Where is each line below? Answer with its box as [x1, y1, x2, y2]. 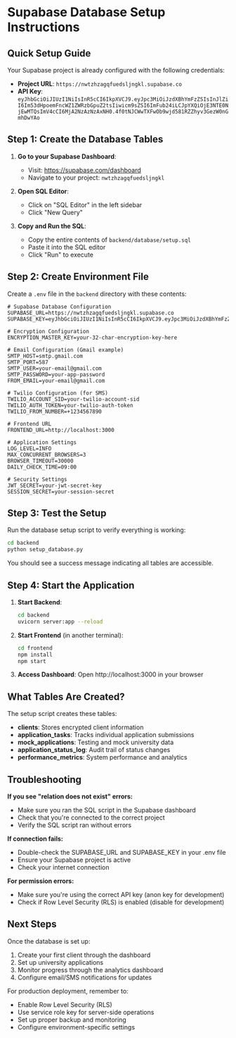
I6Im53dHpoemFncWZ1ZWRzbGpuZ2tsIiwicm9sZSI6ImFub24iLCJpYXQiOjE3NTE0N [17, 102, 229, 109]
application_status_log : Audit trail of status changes [17, 746, 171, 754]
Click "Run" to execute [27, 250, 93, 259]
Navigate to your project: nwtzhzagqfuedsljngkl [27, 173, 165, 182]
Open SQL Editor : [17, 187, 69, 195]
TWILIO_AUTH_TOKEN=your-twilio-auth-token [7, 402, 133, 409]
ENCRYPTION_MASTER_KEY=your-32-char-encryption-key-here [7, 334, 178, 341]
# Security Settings [7, 476, 68, 483]
